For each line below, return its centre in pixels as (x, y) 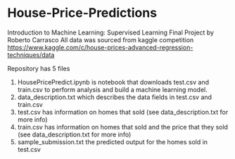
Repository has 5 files (39, 68)
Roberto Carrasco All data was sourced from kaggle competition (101, 39)
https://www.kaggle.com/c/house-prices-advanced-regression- (100, 47)
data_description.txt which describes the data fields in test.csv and (115, 97)
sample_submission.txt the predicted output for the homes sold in (113, 141)
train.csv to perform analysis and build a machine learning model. (112, 89)
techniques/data (31, 55)
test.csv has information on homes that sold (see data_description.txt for (123, 112)
